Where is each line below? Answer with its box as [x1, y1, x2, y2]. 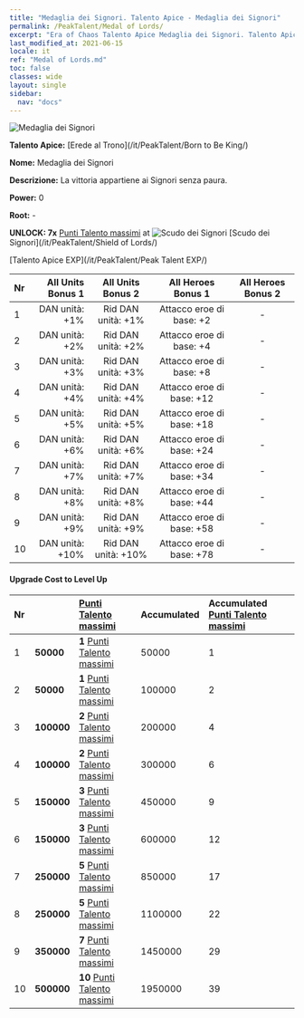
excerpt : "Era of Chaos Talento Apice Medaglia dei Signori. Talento [9, 30, 278, 39]
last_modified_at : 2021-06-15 [9, 38, 124, 48]
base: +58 [170, 523, 214, 535]
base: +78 [170, 549, 214, 562]
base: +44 [170, 496, 214, 509]
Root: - [9, 210, 36, 221]
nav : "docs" [17, 97, 63, 107]
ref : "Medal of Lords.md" [9, 55, 107, 64]
